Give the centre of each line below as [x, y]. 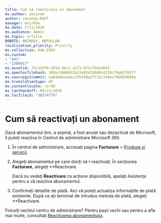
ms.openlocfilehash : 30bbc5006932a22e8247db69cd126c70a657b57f [71, 73]
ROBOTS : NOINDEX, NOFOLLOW [32, 41]
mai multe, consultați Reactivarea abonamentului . [54, 216]
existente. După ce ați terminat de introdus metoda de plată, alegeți [79, 196]
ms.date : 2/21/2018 [25, 28]
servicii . [20, 152]
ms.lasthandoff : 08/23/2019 [34, 91]
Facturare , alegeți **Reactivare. [45, 167]
